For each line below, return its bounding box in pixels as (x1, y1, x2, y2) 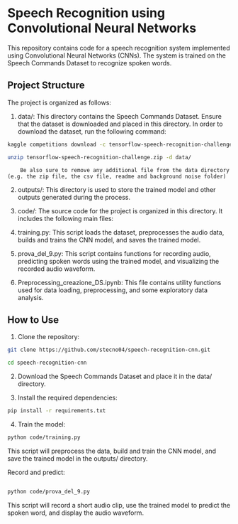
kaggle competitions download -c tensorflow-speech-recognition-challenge (7, 141, 233, 148)
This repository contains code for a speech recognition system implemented (7, 43, 230, 52)
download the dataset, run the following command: (17, 127, 166, 136)
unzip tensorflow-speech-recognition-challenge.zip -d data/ (7, 154, 192, 161)
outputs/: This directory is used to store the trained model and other (17, 185, 216, 193)
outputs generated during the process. (17, 193, 131, 201)
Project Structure (7, 80, 85, 92)
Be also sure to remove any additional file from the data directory (20, 166, 230, 173)
